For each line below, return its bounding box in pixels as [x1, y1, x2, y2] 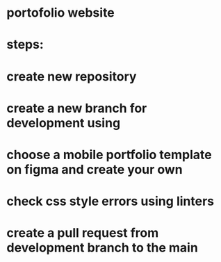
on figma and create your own [6, 161, 183, 177]
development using [6, 115, 121, 131]
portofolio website [6, 5, 115, 21]
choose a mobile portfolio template [6, 147, 213, 163]
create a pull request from [6, 225, 159, 241]
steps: [6, 37, 44, 53]
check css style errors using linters [6, 193, 215, 209]
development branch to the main [6, 240, 199, 256]
